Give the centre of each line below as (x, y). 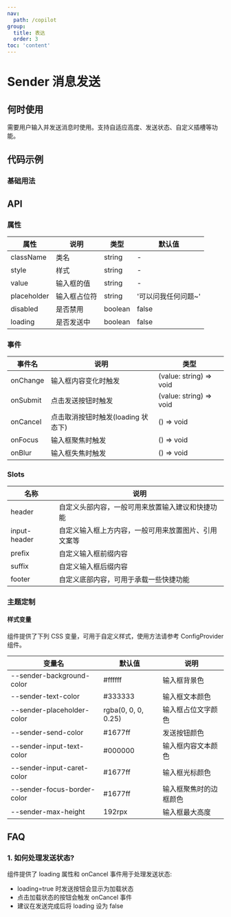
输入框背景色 (183, 680)
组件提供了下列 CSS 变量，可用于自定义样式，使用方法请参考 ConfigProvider (115, 636)
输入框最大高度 (187, 812)
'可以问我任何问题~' (169, 296)
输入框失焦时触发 (78, 454)
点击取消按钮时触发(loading (95, 417)
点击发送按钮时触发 (82, 401)
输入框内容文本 (187, 745)
